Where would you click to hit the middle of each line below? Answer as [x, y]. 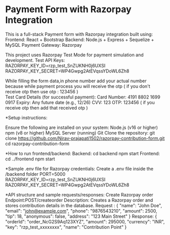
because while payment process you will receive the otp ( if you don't [78, 86]
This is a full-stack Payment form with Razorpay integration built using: [79, 34]
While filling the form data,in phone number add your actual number [76, 81]
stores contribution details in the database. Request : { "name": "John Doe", [84, 205]
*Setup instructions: [26, 117]
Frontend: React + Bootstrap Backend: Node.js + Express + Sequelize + [80, 40]
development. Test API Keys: [35, 60]
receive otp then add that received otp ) [47, 108]
